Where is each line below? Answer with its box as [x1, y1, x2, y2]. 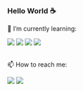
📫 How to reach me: [7, 60, 68, 69]
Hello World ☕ [7, 6, 56, 15]
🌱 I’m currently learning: [7, 24, 77, 33]
